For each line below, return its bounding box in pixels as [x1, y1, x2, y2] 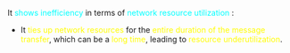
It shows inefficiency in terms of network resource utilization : [7, 8, 235, 18]
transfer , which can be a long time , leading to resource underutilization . [20, 34, 283, 44]
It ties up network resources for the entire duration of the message [20, 25, 266, 34]
